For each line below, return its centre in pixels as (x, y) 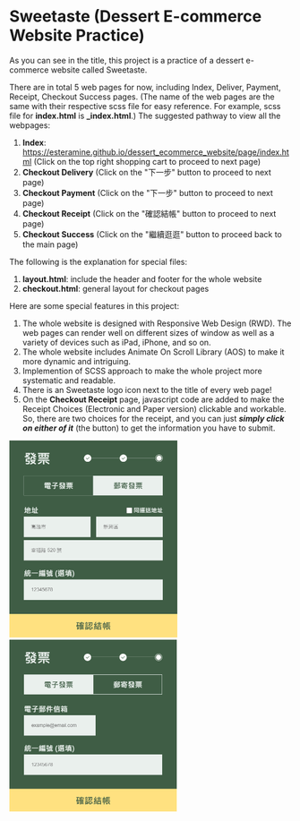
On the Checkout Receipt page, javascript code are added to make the (153, 399)
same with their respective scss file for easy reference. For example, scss (145, 106)
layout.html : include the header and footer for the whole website (142, 278)
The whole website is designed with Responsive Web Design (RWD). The (157, 323)
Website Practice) (77, 35)
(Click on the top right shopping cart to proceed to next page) (147, 161)
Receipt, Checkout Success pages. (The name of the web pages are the (142, 97)
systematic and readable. (69, 380)
